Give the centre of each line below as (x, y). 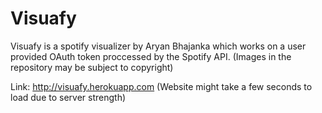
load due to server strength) (68, 97)
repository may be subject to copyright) (92, 67)
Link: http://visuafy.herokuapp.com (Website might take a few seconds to (161, 86)
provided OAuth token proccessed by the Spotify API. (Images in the (151, 56)
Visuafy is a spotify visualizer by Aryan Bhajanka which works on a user (158, 46)
